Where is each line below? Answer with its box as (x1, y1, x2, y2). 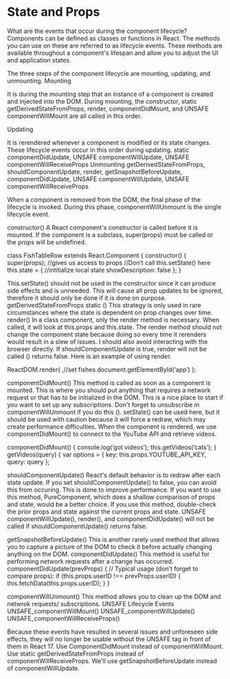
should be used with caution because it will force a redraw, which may (7, 415, 206, 423)
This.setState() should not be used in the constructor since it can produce (7, 279, 216, 287)
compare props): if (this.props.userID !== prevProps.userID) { (7, 571, 181, 580)
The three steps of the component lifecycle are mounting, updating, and (7, 69, 211, 78)
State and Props (7, 4, 100, 20)
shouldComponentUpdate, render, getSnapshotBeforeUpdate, (7, 168, 183, 176)
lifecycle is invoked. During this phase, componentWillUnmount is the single (7, 203, 222, 211)
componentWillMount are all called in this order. (7, 111, 142, 120)
